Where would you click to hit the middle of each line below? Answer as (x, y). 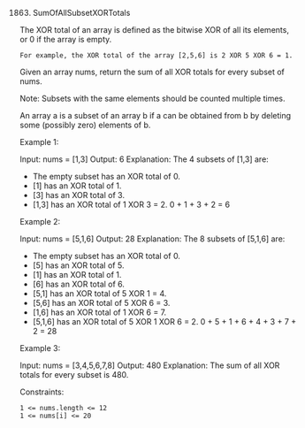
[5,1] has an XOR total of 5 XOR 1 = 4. (99, 294)
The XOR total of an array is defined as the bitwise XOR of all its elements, (154, 30)
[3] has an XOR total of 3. (79, 195)
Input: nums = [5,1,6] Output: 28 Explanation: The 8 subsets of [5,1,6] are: (152, 239)
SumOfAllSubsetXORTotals (81, 13)
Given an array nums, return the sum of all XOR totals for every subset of (152, 72)
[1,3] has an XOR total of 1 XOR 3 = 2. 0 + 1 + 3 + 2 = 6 (131, 204)
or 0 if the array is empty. (66, 39)
